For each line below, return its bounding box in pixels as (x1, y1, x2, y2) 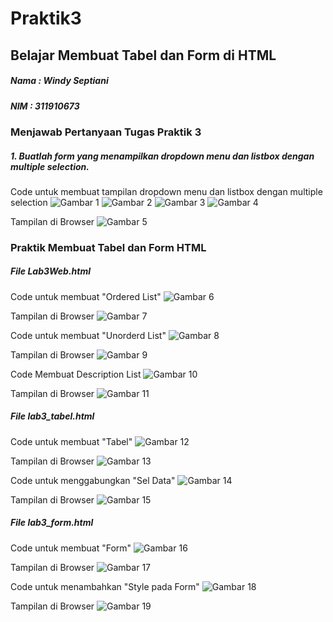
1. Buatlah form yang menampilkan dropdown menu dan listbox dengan (10, 150, 315, 162)
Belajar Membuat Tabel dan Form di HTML (10, 47, 277, 64)
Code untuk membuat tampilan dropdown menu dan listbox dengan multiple (10, 185, 323, 197)
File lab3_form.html (10, 517, 94, 529)
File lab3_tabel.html (10, 410, 95, 422)
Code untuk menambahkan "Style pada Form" (10, 580, 200, 592)
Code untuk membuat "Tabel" (10, 435, 133, 447)
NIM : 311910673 (10, 100, 80, 112)
